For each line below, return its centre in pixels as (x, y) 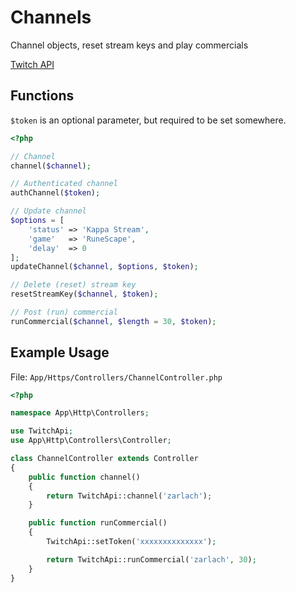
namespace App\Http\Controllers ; (80, 413)
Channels (51, 17)
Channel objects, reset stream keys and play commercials (129, 45)
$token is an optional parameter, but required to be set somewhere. (148, 120)
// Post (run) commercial (64, 312)
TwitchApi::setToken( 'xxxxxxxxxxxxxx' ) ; (131, 542)
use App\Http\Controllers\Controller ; (91, 441)
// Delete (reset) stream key (73, 285)
